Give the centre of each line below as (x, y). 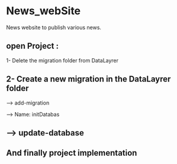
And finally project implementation (72, 153)
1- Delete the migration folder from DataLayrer (62, 60)
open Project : (33, 46)
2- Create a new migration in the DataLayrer (89, 79)
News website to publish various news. (54, 27)
